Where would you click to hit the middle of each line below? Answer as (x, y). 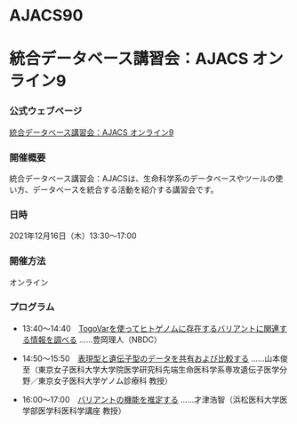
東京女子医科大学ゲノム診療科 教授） (105, 380)
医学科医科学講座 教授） (82, 411)
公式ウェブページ (46, 111)
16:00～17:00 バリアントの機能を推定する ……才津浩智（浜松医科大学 (151, 399)
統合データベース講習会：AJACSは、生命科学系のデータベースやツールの (142, 178)
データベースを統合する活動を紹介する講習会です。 (125, 189)
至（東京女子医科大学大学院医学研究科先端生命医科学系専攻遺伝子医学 (151, 369)
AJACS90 (46, 16)
